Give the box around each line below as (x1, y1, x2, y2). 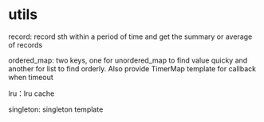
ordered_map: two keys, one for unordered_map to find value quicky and (8, 55, 248, 65)
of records (8, 40, 43, 49)
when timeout (8, 72, 53, 82)
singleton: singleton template (8, 105, 104, 114)
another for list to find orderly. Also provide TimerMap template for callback (8, 63, 257, 73)
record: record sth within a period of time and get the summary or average (8, 32, 253, 41)
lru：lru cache (8, 89, 55, 98)
